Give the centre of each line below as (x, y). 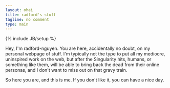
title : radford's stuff (31, 15)
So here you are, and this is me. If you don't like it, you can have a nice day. (85, 80)
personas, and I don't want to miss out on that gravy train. (66, 70)
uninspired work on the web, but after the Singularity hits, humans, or (78, 60)
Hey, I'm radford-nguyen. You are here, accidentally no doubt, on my (78, 48)
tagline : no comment (27, 19)
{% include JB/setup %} (31, 39)
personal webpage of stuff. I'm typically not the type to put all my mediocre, (85, 54)
